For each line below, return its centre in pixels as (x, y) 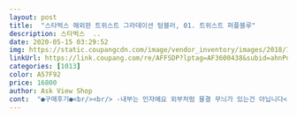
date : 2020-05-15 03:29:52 (59, 42)
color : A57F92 (35, 75)
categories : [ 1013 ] (45, 67)
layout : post (33, 17)
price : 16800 (33, 83)
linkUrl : (25, 58)
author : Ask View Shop (51, 91)
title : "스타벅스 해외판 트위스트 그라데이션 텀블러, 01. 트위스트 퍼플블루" (133, 26)
